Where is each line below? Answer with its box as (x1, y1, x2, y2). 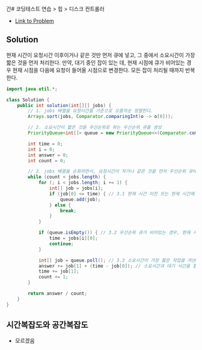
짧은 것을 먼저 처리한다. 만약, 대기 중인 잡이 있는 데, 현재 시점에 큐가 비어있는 (6, 59, 185, 66)
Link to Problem (14, 17, 54, 24)
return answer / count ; (28, 290, 87, 296)
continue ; (49, 241, 74, 247)
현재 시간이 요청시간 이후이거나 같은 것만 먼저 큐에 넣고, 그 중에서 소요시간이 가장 (6, 51, 195, 58)
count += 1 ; (38, 274, 69, 280)
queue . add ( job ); (60, 196, 101, 203)
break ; (60, 207, 77, 213)
